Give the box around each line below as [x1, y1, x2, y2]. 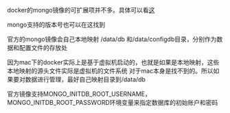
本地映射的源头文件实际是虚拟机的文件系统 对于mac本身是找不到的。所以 [7, 67, 214, 75]
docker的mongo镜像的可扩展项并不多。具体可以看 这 [7, 6, 155, 14]
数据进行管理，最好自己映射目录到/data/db [25, 75, 146, 84]
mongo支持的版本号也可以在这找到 [7, 21, 105, 29]
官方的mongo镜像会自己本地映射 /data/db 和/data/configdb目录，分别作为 [7, 35, 217, 43]
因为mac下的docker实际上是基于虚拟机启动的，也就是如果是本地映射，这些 [7, 58, 220, 66]
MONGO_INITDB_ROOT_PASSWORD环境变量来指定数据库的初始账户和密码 [7, 99, 218, 106]
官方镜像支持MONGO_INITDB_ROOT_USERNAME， [7, 90, 151, 98]
